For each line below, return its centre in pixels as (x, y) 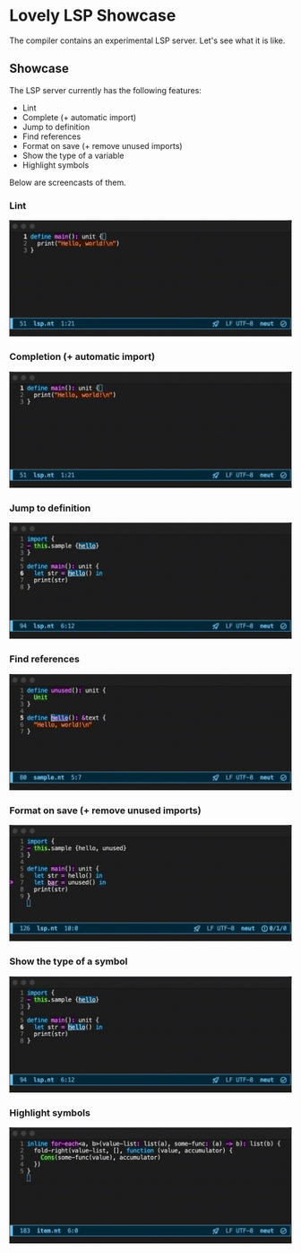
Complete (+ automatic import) (79, 117)
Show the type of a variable (73, 155)
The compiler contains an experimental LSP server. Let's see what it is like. (147, 40)
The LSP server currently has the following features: (105, 90)
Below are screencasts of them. (68, 182)
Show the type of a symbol (69, 961)
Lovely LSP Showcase (93, 16)
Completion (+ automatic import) (82, 357)
